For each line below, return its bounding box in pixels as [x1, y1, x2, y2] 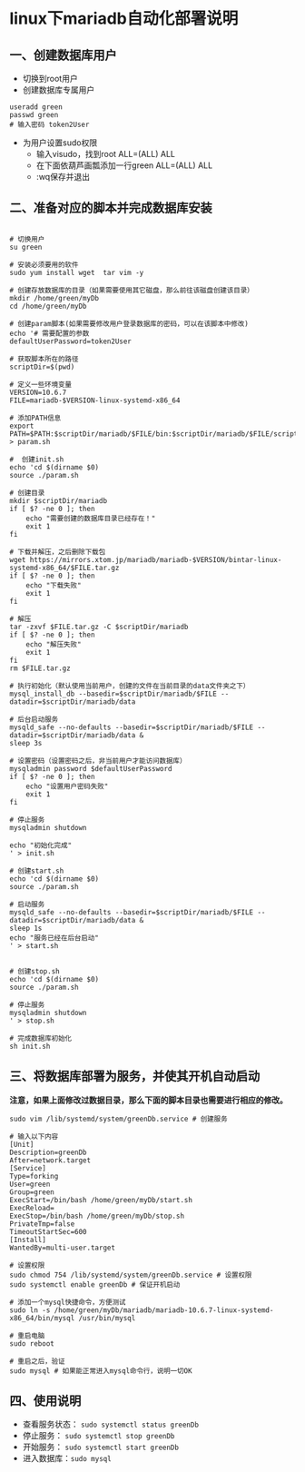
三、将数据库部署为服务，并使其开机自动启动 [9, 1069, 261, 1084]
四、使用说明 [9, 1393, 82, 1408]
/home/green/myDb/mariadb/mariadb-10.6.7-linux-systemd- [54, 1305, 274, 1315]
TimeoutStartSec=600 [9, 1227, 88, 1236]
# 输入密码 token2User [9, 120, 90, 129]
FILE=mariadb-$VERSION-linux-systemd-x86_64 [9, 396, 181, 405]
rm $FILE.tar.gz [9, 664, 71, 673]
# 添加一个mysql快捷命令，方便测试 [9, 1298, 126, 1307]
